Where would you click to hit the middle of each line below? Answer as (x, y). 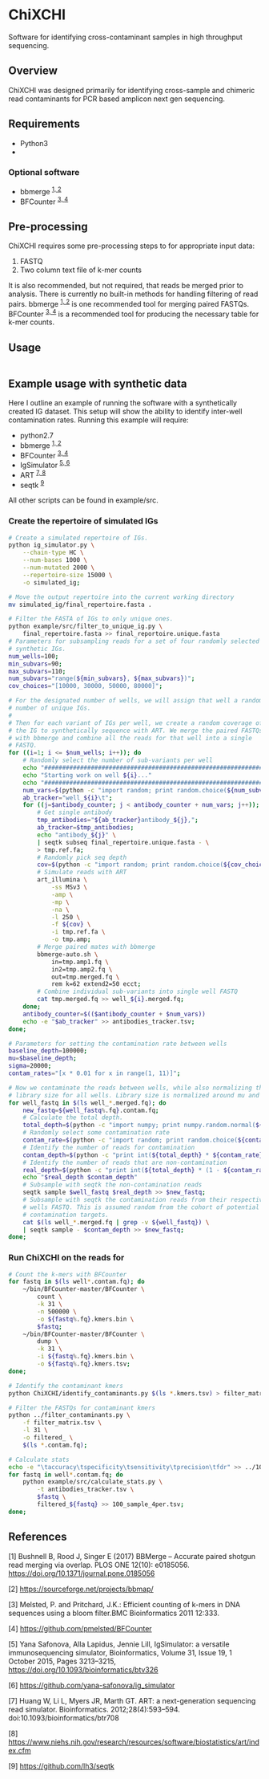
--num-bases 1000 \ (55, 560)
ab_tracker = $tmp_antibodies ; (86, 828)
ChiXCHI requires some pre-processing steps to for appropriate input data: (132, 246)
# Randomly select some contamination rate (96, 1133)
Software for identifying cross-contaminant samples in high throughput (125, 37)
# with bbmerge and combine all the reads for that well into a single (130, 738)
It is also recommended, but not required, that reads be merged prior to (126, 285)
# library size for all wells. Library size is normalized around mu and (134, 1095)
